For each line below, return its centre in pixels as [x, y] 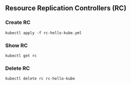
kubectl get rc [21, 55]
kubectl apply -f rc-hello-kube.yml [43, 33]
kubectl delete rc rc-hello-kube [40, 79]
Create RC [18, 22]
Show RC [17, 45]
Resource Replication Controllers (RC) [66, 8]
